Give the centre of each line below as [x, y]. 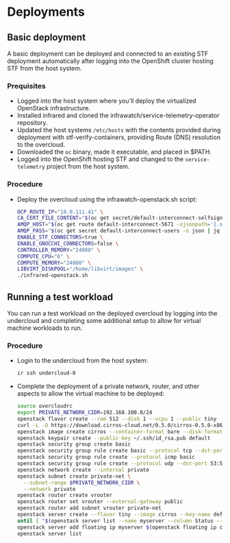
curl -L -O [33, 425]
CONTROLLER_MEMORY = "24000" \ [59, 250]
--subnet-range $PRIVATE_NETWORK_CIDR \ [82, 483]
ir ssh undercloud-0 [46, 373]
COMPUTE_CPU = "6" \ [43, 256]
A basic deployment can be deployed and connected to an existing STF [108, 53]
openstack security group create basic [74, 444]
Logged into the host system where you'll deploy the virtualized [106, 101]
